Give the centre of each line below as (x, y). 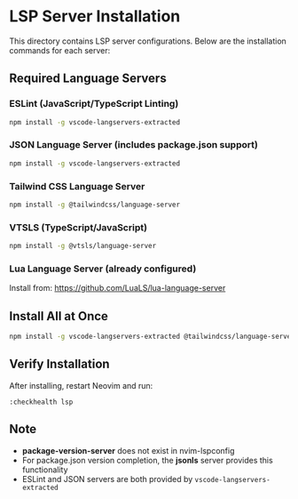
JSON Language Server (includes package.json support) (134, 145)
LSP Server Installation (95, 16)
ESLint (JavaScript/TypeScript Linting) (94, 104)
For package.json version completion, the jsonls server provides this (147, 460)
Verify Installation (59, 364)
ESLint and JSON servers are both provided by (107, 479)
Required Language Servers (88, 79)
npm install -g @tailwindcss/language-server (94, 205)
